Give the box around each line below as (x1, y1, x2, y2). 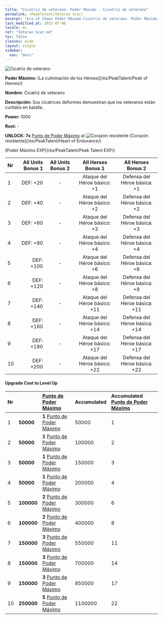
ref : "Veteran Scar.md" (5, 30, 53, 35)
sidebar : (5, 48, 23, 53)
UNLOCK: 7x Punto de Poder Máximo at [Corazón (5, 133, 149, 139)
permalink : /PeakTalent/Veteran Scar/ (5, 12, 83, 17)
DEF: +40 (21, 199, 43, 206)
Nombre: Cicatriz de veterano (5, 90, 65, 96)
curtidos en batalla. (5, 104, 44, 110)
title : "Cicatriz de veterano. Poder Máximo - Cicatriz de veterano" (5, 7, 149, 12)
